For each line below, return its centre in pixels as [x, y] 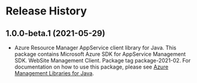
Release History [46, 11]
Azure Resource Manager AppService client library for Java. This [95, 48]
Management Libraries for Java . [54, 73]
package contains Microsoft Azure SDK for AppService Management [100, 54]
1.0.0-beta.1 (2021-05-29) [56, 33]
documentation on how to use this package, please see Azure [91, 67]
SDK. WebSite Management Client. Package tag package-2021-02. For [102, 60]
